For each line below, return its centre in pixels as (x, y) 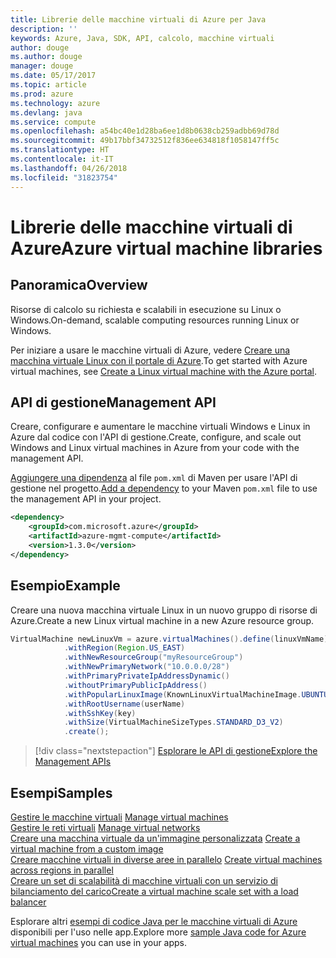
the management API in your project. (86, 499)
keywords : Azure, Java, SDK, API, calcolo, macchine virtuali (142, 38)
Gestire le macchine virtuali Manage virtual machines (119, 817)
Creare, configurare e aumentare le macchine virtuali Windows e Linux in (160, 427)
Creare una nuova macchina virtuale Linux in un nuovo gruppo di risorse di (164, 610)
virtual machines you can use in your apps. (99, 942)
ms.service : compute (53, 122)
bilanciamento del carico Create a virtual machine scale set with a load (154, 891)
